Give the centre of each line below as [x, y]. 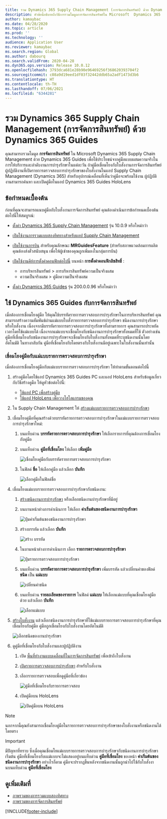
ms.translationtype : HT [30, 79]
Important [15, 741]
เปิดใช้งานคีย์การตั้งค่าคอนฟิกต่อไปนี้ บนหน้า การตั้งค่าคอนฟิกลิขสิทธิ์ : [68, 261]
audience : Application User [34, 42]
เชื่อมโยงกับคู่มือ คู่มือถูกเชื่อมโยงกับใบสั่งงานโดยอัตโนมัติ [58, 626]
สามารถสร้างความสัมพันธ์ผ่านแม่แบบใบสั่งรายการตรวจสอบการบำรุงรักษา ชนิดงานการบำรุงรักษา [82, 320]
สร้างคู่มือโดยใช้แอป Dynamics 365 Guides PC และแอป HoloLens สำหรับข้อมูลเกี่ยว [87, 377]
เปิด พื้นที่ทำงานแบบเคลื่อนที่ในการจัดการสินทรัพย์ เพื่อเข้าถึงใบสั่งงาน [75, 656]
